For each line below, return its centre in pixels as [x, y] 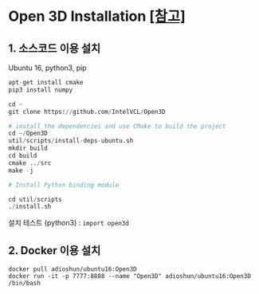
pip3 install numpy [41, 90]
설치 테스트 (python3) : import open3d [69, 223]
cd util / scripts [35, 199]
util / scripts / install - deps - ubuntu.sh [71, 141]
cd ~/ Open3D [28, 133]
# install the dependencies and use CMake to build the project [117, 126]
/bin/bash [25, 284]
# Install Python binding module [64, 185]
